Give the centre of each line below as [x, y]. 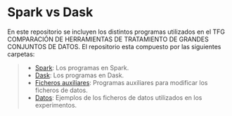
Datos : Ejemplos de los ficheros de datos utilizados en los [118, 97]
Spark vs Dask [50, 12]
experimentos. [56, 105]
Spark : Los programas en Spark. [82, 67]
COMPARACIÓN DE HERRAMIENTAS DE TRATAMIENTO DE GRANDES [108, 39]
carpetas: [21, 54]
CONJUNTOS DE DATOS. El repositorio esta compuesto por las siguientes [114, 46]
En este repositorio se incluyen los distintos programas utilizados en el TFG [116, 32]
